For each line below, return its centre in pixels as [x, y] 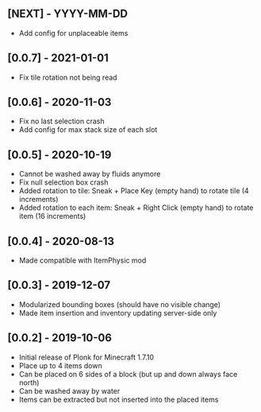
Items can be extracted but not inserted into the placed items [119, 399]
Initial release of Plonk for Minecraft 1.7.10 [86, 357]
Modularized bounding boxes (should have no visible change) [120, 304]
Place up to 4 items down [60, 365]
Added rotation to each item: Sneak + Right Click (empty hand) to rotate [136, 208]
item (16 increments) [52, 216]
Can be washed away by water [69, 391]
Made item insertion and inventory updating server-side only [118, 313]
